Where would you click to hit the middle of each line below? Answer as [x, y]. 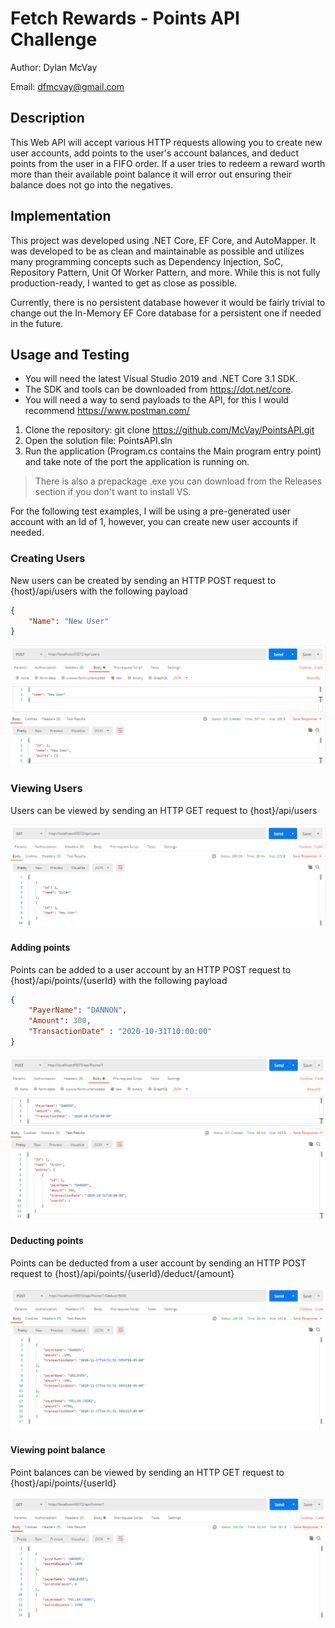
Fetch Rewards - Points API [125, 18]
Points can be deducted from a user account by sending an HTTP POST [158, 1263]
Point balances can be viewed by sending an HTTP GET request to [147, 1472]
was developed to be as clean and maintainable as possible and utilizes [157, 251]
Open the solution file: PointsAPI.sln [98, 441]
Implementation [61, 216]
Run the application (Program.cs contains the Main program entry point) [173, 451]
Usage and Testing [70, 354]
